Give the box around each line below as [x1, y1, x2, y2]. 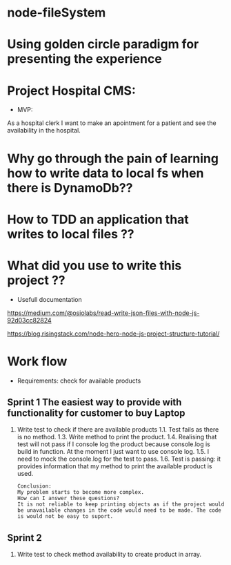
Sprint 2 [7, 532, 43, 544]
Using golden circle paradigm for [7, 37, 199, 52]
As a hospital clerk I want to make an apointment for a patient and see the [7, 119, 217, 127]
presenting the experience [7, 51, 162, 67]
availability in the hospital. [7, 126, 81, 135]
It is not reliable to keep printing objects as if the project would [17, 501, 225, 508]
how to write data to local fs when [7, 165, 204, 181]
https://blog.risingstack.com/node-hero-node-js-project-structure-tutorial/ [7, 329, 220, 338]
